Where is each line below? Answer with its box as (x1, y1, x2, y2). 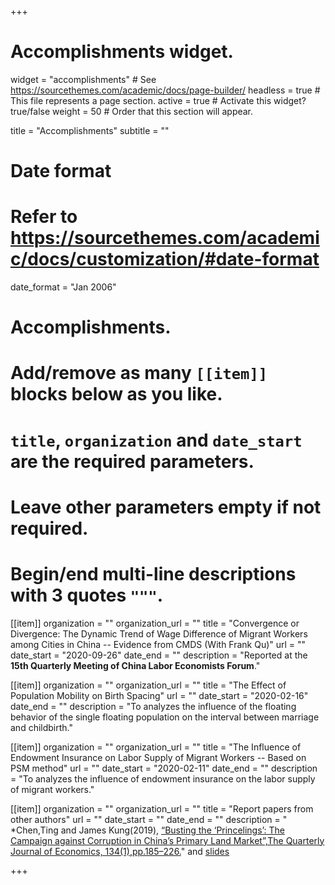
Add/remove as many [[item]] (10, 362, 268, 385)
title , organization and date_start (10, 429, 303, 451)
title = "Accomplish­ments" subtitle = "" (10, 124, 170, 136)
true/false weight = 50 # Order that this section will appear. (10, 105, 254, 117)
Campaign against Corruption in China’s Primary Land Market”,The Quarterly (10, 834, 325, 846)
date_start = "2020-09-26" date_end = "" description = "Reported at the (10, 649, 308, 661)
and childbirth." (10, 721, 73, 733)
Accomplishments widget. (10, 41, 234, 63)
